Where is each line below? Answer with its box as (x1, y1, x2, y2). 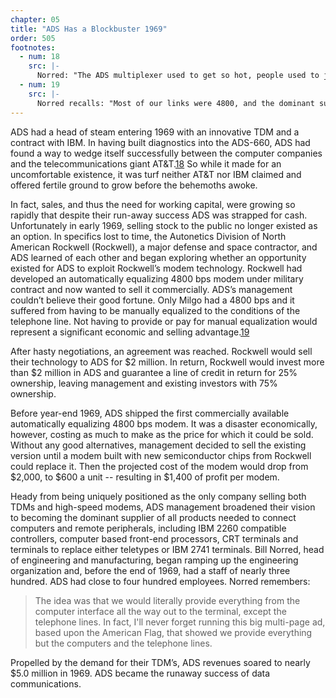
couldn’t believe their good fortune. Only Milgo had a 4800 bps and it (10, 294, 295, 306)
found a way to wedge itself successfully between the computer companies (10, 147, 323, 159)
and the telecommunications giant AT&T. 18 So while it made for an (10, 157, 282, 170)
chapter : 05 (10, 14, 60, 25)
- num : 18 (19, 52, 60, 62)
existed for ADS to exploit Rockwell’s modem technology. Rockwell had (10, 262, 303, 274)
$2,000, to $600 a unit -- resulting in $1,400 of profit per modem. (10, 471, 280, 483)
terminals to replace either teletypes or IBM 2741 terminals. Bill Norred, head (10, 543, 325, 555)
